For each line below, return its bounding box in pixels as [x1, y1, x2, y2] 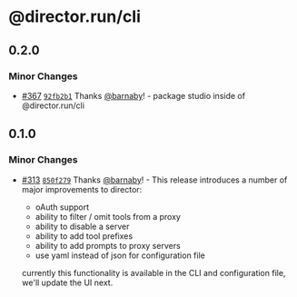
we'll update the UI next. [21, 277, 114, 288]
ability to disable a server [35, 221, 130, 232]
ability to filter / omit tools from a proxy [35, 211, 181, 222]
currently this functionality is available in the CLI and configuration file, [21, 267, 286, 278]
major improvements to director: [21, 183, 143, 194]
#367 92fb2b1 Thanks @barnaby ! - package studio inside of [21, 90, 246, 101]
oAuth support [35, 202, 90, 213]
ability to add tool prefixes [35, 230, 134, 242]
